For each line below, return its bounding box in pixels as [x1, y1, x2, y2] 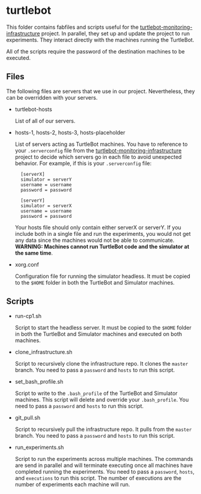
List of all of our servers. [14, 117, 76, 124]
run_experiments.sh [14, 444, 64, 451]
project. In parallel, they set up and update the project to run [41, 29, 190, 37]
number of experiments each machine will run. [14, 481, 130, 488]
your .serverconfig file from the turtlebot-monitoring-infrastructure [14, 146, 182, 154]
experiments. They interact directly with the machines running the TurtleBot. [6, 36, 194, 43]
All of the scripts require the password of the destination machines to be [6, 47, 185, 55]
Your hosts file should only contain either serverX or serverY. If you [14, 223, 182, 231]
